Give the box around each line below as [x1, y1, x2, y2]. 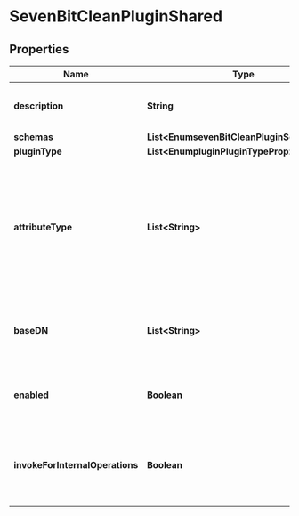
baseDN [13, 325, 49, 336]
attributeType [13, 221, 73, 233]
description [13, 100, 64, 112]
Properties [9, 42, 69, 57]
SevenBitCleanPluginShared [9, 6, 223, 27]
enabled [13, 389, 49, 401]
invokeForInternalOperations [13, 459, 139, 471]
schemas [13, 131, 53, 143]
